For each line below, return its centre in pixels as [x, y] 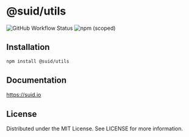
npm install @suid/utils [38, 61]
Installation [28, 47]
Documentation [37, 80]
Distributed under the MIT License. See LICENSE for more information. [95, 128]
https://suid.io [24, 95]
